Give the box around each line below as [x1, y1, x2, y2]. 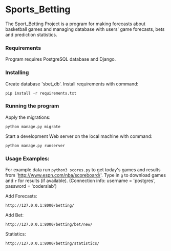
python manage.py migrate [5, 124, 60, 129]
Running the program [5, 102, 59, 110]
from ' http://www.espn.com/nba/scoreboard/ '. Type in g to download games [5, 172, 166, 178]
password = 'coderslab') [5, 183, 57, 189]
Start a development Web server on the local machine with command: [5, 133, 153, 139]
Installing [5, 69, 29, 76]
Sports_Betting [5, 4, 71, 15]
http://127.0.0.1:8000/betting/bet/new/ [5, 222, 93, 227]
